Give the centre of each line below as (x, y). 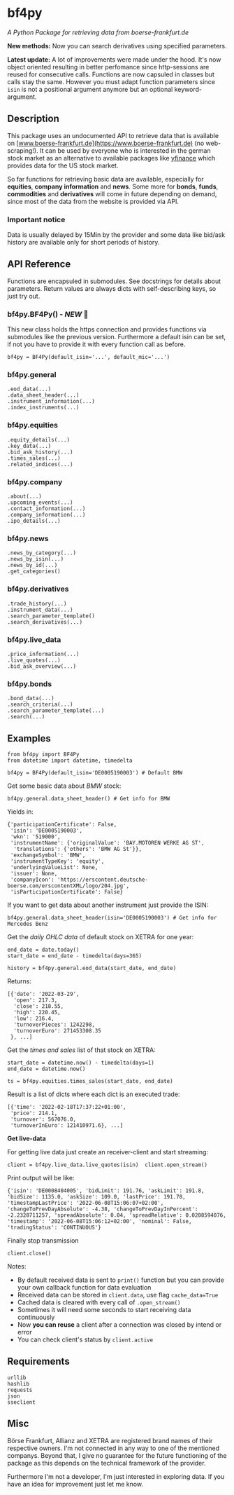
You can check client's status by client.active (85, 1339)
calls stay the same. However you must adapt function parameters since (111, 81)
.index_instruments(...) (43, 408)
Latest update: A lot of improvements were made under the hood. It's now (114, 59)
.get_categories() (34, 572)
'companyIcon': (32, 880)
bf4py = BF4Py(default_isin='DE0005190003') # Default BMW (95, 773)
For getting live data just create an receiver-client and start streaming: (108, 1152)
